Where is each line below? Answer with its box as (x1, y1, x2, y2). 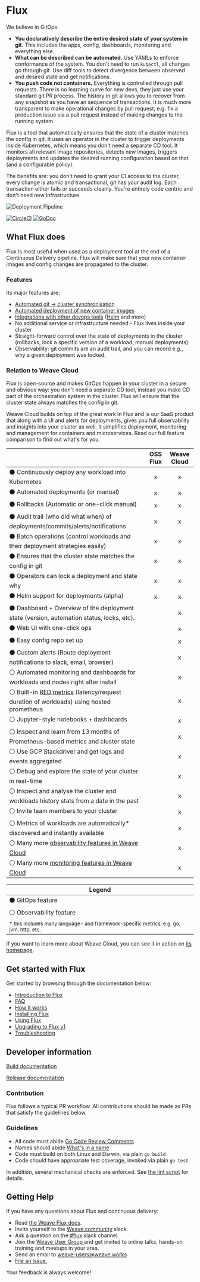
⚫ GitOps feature (9, 896, 58, 904)
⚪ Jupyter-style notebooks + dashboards (9, 715, 127, 724)
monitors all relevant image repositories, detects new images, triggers (6, 148, 177, 155)
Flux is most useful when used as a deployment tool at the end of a (6, 247, 171, 255)
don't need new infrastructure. (6, 191, 82, 198)
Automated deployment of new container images (14, 307, 135, 314)
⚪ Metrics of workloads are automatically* (9, 819, 130, 828)
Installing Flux (14, 1011, 49, 1018)
